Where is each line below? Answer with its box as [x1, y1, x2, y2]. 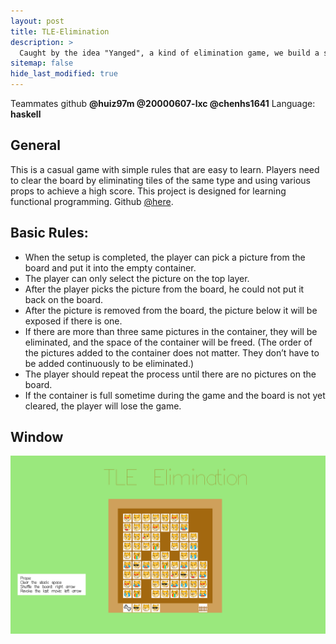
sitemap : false [10, 58, 74, 69]
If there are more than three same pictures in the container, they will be [24, 325, 318, 337]
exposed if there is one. [24, 315, 123, 327]
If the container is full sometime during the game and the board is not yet [24, 389, 326, 401]
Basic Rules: [10, 225, 89, 242]
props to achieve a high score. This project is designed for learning [10, 185, 287, 197]
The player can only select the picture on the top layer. [24, 272, 250, 284]
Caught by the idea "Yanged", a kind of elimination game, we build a [19, 48, 320, 58]
